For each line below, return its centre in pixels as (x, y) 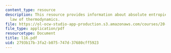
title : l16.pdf (21, 38)
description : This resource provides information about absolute (76, 15)
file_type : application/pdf (35, 29)
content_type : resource (31, 10)
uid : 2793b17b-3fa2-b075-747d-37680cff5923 (52, 43)
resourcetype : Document (31, 33)
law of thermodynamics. (35, 19)
